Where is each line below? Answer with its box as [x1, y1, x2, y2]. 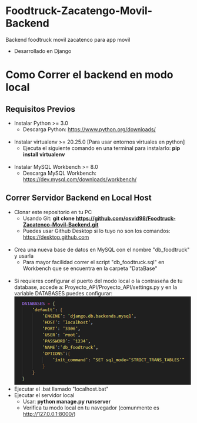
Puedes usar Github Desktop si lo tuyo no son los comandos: [22, 227, 171, 234]
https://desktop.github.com [22, 234, 89, 241]
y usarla [14, 252, 34, 259]
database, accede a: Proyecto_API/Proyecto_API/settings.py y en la [14, 284, 178, 291]
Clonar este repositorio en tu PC [14, 208, 92, 215]
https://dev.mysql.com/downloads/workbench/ [22, 175, 137, 183]
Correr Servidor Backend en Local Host [5, 193, 152, 203]
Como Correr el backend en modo [5, 68, 174, 82]
